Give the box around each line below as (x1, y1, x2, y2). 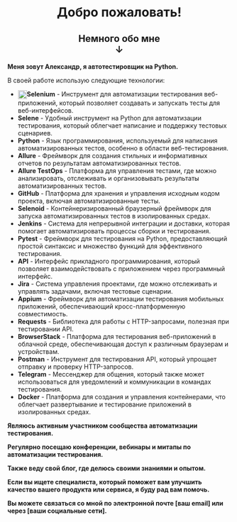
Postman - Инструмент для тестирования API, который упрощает (17, 355, 217, 364)
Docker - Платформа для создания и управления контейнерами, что (17, 393, 226, 401)
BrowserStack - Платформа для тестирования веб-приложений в (17, 333, 216, 341)
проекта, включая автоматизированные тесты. (17, 196, 161, 206)
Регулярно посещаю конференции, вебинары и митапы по (7, 443, 192, 451)
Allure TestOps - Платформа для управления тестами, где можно (17, 167, 217, 175)
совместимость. (17, 310, 68, 318)
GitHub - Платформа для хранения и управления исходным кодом (17, 189, 220, 198)
